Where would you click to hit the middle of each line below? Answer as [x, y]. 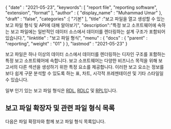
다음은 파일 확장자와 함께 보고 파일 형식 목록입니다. [55, 121]
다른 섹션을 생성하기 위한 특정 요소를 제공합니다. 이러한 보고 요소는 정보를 [91, 67]
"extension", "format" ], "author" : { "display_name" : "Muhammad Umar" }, [84, 13]
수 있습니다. [17, 80]
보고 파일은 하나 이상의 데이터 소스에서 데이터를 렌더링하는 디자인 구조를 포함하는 [85, 54]
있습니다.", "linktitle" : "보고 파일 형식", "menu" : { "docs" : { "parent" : [76, 38]
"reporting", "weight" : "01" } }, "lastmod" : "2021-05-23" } [66, 44]
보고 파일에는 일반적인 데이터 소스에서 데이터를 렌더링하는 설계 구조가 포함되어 [88, 32]
